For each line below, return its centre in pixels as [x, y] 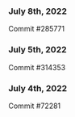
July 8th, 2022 [37, 11]
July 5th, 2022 [37, 50]
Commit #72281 [35, 106]
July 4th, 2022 [38, 88]
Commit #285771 [37, 29]
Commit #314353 [37, 67]
